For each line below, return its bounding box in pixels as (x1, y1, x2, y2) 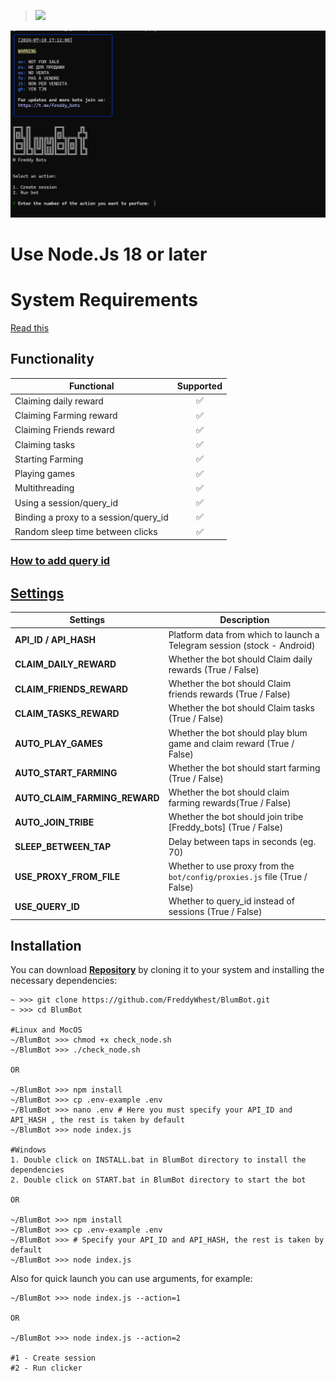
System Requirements (10, 289, 198, 312)
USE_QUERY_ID (14, 900, 80, 912)
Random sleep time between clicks (14, 526, 158, 538)
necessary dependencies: (10, 975, 118, 987)
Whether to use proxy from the (168, 860, 295, 872)
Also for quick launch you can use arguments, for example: (10, 1273, 253, 1285)
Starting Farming (14, 453, 84, 465)
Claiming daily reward (14, 395, 104, 407)
